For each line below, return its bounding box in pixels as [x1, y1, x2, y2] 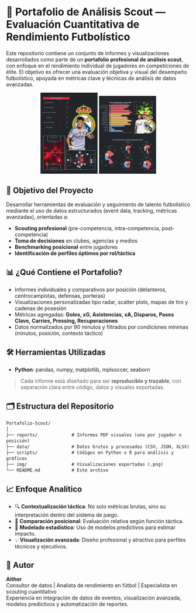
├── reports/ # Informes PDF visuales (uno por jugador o [6, 432, 182, 438]
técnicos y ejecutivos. [14, 543, 67, 550]
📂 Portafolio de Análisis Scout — [6, 5, 166, 19]
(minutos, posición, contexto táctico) [14, 329, 104, 336]
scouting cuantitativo [6, 588, 57, 595]
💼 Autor [6, 560, 35, 570]
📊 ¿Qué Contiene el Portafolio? [6, 267, 123, 278]
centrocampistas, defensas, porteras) [14, 292, 105, 299]
